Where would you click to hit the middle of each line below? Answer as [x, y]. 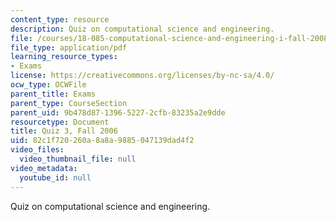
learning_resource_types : [64, 57]
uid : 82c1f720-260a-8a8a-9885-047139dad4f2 [102, 141]
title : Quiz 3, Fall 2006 [64, 131]
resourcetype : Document [60, 122]
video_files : [37, 150]
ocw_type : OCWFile [48, 85]
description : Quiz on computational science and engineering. [142, 29]
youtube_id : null [55, 177]
